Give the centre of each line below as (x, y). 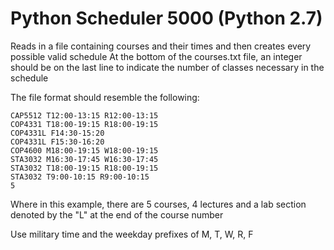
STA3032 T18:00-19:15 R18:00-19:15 (84, 168)
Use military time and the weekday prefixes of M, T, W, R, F (132, 234)
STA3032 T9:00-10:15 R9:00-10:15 (80, 177)
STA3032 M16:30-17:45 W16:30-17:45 (84, 159)
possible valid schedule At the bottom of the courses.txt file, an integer (156, 56)
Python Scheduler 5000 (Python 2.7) (166, 18)
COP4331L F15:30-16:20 (57, 142)
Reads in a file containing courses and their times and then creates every (161, 46)
